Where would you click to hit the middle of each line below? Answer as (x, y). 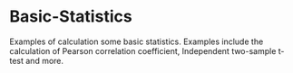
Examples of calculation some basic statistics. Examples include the (137, 41)
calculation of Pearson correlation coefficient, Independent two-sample (143, 50)
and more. (45, 60)
